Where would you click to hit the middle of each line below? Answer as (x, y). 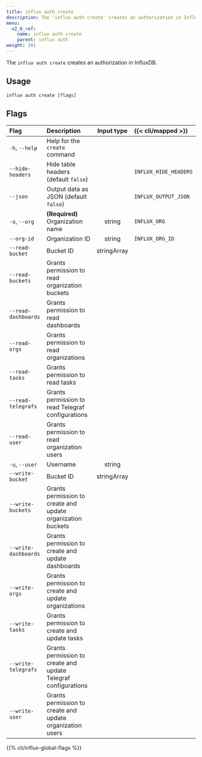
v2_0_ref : (24, 29)
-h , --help (23, 147)
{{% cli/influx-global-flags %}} (44, 747)
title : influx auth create (40, 12)
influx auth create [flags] (41, 95)
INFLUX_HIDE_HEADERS (164, 171)
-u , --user (23, 464)
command (61, 154)
